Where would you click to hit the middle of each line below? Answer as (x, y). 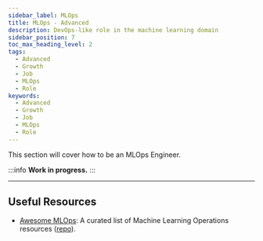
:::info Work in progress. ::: (52, 170)
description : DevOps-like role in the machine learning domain (113, 30)
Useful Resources (52, 202)
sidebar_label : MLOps (43, 15)
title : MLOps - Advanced (49, 23)
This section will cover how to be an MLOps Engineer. (95, 155)
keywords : (24, 96)
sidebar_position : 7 (42, 37)
